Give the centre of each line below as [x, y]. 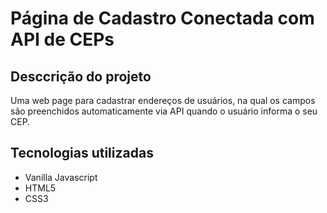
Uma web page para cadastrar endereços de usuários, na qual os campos [163, 100]
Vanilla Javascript [61, 177]
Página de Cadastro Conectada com [162, 18]
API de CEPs [62, 39]
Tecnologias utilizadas [82, 153]
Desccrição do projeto [81, 76]
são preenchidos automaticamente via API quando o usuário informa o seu [164, 111]
